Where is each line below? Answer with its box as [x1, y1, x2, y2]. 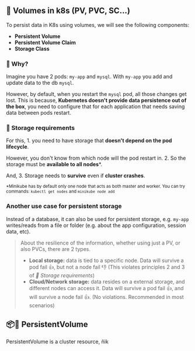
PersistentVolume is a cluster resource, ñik [6, 338, 109, 345]
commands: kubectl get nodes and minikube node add [6, 188, 115, 195]
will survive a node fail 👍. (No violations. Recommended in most [29, 293, 184, 300]
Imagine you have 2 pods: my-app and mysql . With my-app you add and [6, 73, 173, 80]
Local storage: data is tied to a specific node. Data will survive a [29, 257, 184, 264]
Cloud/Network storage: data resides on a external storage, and [29, 278, 185, 285]
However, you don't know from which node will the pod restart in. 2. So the [6, 154, 186, 161]
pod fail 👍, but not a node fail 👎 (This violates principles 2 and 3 [29, 263, 185, 270]
